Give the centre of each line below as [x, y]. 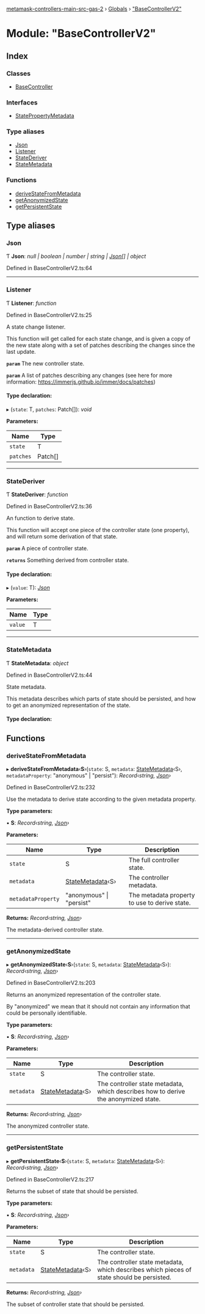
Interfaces [22, 102]
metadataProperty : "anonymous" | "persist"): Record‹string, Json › [89, 776]
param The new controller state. [45, 363]
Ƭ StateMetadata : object [38, 663]
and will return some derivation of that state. [62, 536]
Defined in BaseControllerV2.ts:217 [50, 1179]
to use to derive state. [160, 903]
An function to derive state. [41, 518]
